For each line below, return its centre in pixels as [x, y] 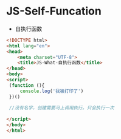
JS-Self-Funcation [54, 11]
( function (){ [27, 85]
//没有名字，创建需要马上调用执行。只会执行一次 [61, 108]
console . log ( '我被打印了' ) [52, 91]
